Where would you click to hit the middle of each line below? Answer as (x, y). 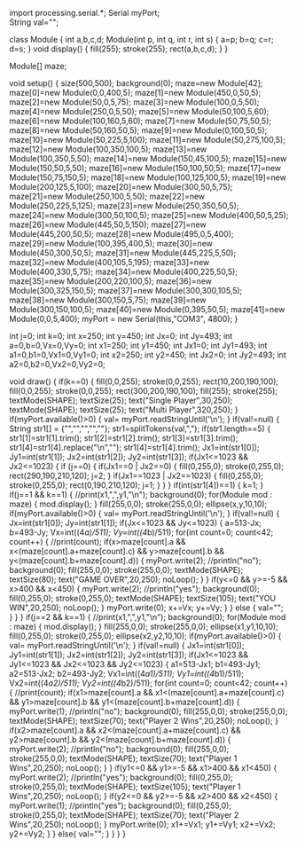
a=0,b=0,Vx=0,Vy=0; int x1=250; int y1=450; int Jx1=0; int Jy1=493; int (138, 345)
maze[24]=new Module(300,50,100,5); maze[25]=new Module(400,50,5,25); (149, 215)
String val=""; (34, 22)
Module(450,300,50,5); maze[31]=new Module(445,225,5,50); (123, 253)
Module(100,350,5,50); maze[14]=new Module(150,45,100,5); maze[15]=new (148, 158)
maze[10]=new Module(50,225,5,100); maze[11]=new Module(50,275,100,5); (148, 140)
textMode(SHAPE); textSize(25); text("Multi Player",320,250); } (124, 410)
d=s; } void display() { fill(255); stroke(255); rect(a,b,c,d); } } (119, 49)
